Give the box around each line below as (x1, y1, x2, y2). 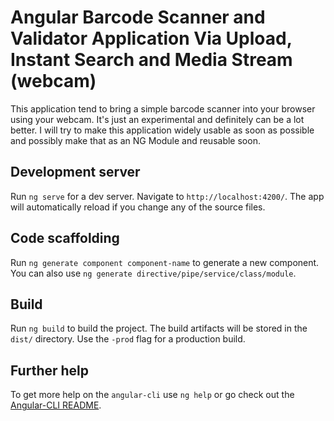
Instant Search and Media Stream (10, 49, 293, 71)
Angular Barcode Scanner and (10, 6, 266, 29)
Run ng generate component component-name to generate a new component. (10, 256, 320, 268)
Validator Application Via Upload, (10, 27, 293, 50)
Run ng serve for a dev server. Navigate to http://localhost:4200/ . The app (10, 190, 325, 202)
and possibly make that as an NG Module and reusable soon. (10, 134, 261, 146)
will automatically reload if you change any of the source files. (10, 201, 266, 213)
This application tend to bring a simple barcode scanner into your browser (10, 102, 316, 115)
